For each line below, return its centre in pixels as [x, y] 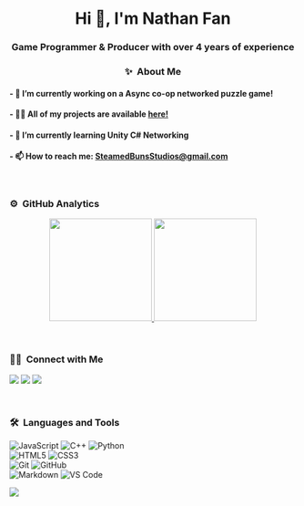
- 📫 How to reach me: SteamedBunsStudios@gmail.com [119, 156]
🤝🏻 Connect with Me [56, 359]
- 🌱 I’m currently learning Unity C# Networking [99, 135]
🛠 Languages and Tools [65, 422]
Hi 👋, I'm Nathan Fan [153, 19]
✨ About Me [153, 72]
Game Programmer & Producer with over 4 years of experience [153, 47]
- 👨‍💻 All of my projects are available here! [89, 114]
